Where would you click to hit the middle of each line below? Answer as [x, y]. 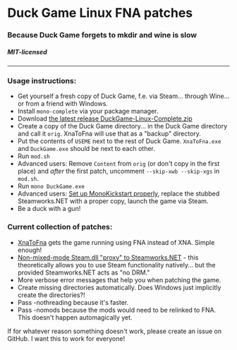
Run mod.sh [34, 156]
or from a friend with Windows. [62, 104]
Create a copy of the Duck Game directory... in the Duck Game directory [122, 126]
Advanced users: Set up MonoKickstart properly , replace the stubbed [119, 194]
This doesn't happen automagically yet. [75, 317]
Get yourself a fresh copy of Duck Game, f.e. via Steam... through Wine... [123, 96]
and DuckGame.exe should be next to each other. [86, 149]
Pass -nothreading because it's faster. [73, 302]
